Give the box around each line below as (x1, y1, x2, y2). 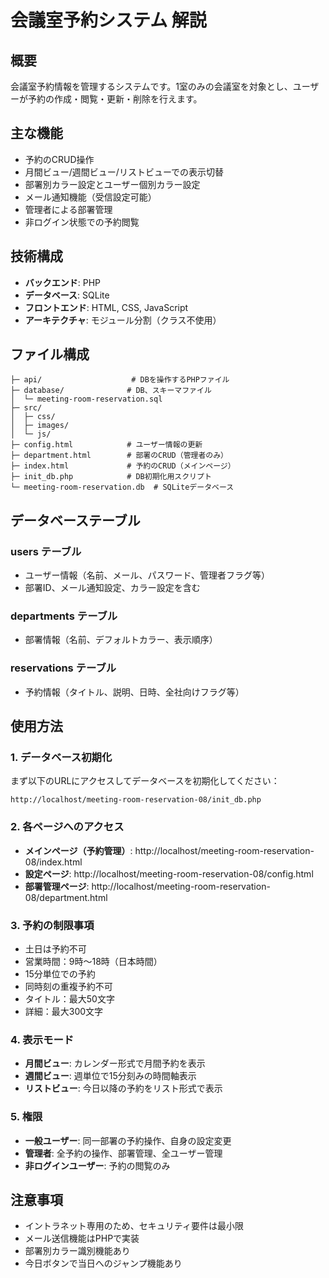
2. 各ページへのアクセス (10, 820, 125, 834)
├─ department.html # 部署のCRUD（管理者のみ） (10, 451, 228, 461)
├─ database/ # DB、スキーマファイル (10, 386, 212, 396)
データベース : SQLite (24, 289, 110, 301)
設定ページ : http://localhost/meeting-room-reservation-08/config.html (24, 867, 314, 880)
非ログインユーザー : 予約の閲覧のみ (24, 1159, 171, 1171)
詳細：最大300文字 (24, 1006, 104, 1017)
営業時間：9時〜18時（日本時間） (24, 956, 163, 967)
